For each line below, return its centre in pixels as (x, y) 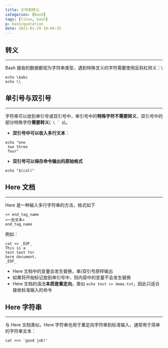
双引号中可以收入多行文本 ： (41, 133)
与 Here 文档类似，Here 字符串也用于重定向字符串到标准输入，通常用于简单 (83, 325)
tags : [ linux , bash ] (27, 19)
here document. (21, 257)
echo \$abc (16, 77)
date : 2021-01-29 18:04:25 (33, 29)
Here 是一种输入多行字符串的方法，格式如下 (50, 205)
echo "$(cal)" (20, 170)
